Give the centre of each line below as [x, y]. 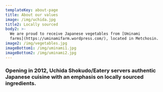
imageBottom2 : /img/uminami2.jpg [41, 53]
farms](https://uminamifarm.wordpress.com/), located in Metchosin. [84, 39]
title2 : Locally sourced [32, 24]
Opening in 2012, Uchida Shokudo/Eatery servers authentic [81, 71]
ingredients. [21, 83]
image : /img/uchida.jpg [31, 19]
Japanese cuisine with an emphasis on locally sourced [75, 77]
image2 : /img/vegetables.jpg [36, 43]
